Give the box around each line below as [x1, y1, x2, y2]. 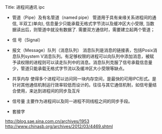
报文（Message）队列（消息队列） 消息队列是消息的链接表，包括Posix [12, 48, 153, 53]
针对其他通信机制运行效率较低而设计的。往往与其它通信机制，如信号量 [12, 82, 153, 87]
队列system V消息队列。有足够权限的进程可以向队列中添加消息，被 [16, 53, 150, 59]
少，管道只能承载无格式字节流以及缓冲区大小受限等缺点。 [12, 66, 127, 71]
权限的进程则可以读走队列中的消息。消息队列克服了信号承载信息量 [20, 60, 153, 65]
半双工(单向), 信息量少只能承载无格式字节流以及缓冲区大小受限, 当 [18, 21, 150, 26]
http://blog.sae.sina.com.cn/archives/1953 [5, 118, 90, 124]
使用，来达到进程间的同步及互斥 [16, 88, 81, 94]
